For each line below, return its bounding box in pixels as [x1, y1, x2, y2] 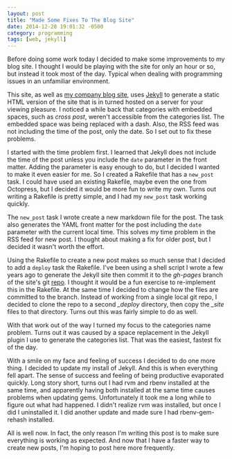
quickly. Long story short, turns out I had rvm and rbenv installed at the [7, 379, 210, 387]
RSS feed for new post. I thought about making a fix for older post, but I [7, 235, 211, 243]
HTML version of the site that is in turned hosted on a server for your [7, 98, 204, 106]
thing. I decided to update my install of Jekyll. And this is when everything [7, 364, 218, 372]
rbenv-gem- [179, 408, 215, 417]
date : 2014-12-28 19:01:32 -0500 [7, 23, 104, 30]
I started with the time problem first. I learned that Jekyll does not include [7, 148, 217, 157]
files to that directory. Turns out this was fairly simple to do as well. [7, 308, 199, 316]
